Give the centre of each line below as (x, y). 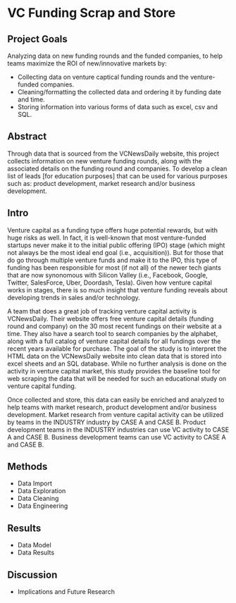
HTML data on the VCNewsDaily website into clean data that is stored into (114, 356)
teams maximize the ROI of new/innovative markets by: (87, 63)
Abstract (27, 136)
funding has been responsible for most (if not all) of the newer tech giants (114, 267)
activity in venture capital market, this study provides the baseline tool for (114, 371)
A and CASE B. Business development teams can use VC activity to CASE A (117, 437)
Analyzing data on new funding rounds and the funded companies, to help (115, 56)
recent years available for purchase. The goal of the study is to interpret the (117, 348)
